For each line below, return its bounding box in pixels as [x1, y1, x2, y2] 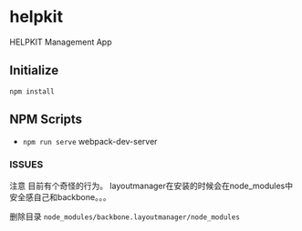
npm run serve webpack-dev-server [22, 136, 158, 146]
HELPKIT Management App [9, 36, 112, 47]
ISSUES [9, 158, 44, 171]
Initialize [9, 63, 59, 78]
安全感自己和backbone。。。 [9, 191, 111, 202]
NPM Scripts [9, 112, 83, 127]
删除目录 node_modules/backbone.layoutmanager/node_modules [9, 211, 240, 222]
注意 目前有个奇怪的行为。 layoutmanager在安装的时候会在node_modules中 [9, 180, 294, 191]
